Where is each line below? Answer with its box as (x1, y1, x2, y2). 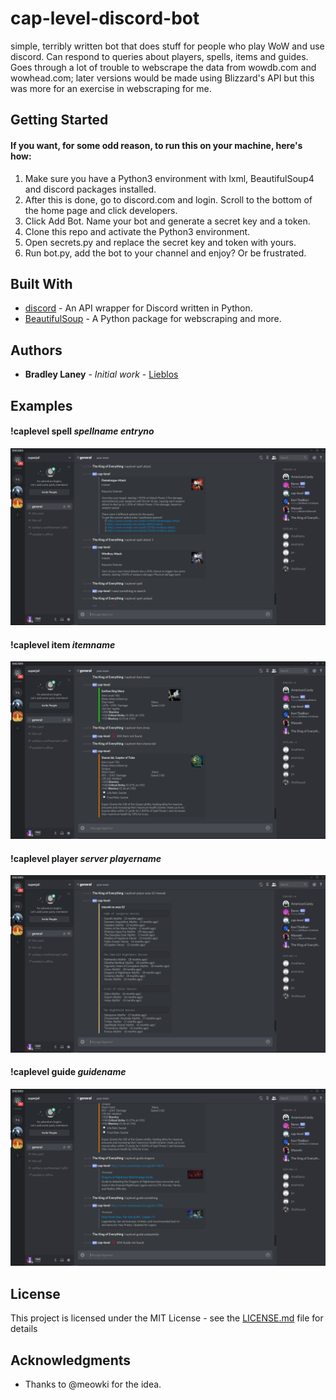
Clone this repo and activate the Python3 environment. (24, 225, 251, 237)
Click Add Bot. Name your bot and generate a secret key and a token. (24, 215, 311, 227)
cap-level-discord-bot (10, 7, 200, 30)
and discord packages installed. (24, 183, 157, 195)
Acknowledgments (10, 1352, 132, 1369)
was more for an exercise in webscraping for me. (10, 82, 212, 94)
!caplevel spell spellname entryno (10, 425, 155, 437)
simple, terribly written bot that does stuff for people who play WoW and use (10, 40, 325, 52)
